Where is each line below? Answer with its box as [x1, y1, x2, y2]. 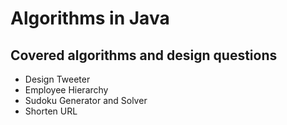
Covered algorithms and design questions [10, 47, 278, 64]
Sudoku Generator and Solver [24, 95, 148, 106]
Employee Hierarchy [24, 84, 109, 96]
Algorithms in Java [10, 7, 170, 30]
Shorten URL [24, 105, 78, 117]
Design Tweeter [24, 73, 91, 85]
